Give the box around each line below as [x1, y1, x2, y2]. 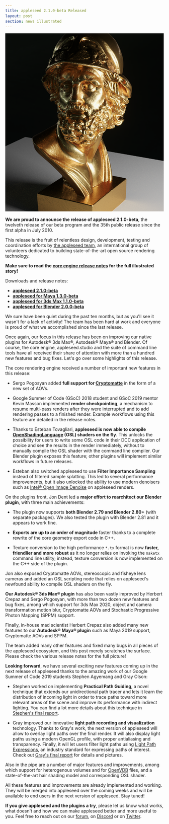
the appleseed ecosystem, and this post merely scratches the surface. [5, 648, 151, 654]
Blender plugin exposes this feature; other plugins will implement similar [12, 453, 162, 459]
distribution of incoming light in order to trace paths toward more [12, 694, 147, 700]
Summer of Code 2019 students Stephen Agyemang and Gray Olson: [5, 673, 148, 680]
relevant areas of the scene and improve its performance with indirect [12, 700, 157, 706]
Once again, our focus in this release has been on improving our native [5, 334, 152, 340]
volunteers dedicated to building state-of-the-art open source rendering [5, 248, 155, 254]
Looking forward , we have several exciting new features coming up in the [5, 663, 158, 669]
